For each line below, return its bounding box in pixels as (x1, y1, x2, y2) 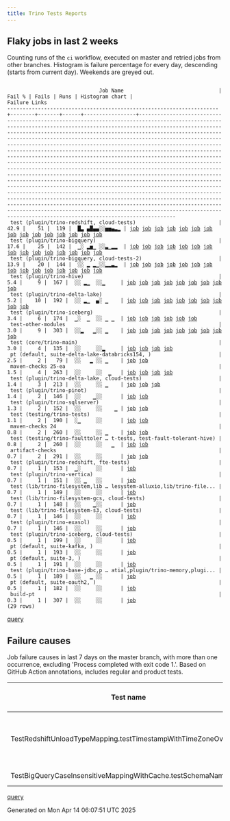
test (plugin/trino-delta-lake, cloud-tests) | (10, 375, 222, 382)
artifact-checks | (10, 447, 222, 454)
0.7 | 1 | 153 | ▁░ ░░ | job (7, 465, 136, 472)
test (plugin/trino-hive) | (10, 273, 222, 280)
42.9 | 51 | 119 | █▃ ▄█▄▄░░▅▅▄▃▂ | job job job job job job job (7, 225, 213, 232)
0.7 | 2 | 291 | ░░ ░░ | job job (7, 453, 149, 460)
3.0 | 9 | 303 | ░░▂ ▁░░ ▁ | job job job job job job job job (7, 327, 222, 334)
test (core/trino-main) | (10, 339, 222, 346)
